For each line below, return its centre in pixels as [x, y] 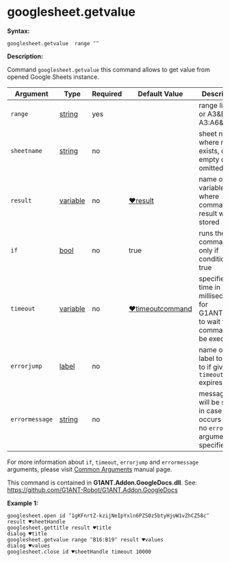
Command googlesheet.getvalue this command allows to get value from [108, 69]
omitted [211, 167]
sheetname [26, 151]
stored [209, 222]
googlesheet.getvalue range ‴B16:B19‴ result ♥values [86, 539]
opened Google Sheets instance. [53, 77]
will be [209, 402]
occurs [210, 419]
